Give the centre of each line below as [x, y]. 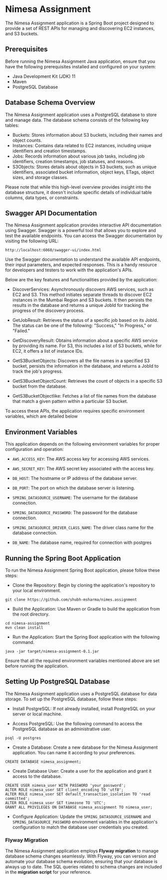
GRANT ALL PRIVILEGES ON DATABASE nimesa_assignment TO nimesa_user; [79, 807]
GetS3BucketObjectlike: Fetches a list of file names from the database [84, 396]
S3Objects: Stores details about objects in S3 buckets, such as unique [84, 167]
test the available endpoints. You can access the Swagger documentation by [84, 236]
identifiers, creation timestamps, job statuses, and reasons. [73, 161]
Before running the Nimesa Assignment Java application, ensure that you [80, 61]
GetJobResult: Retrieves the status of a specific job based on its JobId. [85, 320]
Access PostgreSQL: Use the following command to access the [77, 723]
